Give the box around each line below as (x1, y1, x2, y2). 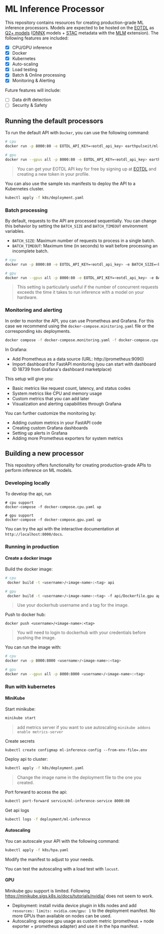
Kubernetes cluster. (5, 185, 44, 191)
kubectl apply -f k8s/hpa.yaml (5, 848, 69, 853)
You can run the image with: (5, 644, 61, 650)
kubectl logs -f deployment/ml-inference (5, 816, 91, 822)
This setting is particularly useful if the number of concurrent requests (17, 284, 159, 290)
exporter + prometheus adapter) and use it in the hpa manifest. (12, 923, 139, 929)
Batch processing (5, 206, 48, 213)
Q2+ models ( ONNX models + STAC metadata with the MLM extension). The (5, 30, 159, 36)
